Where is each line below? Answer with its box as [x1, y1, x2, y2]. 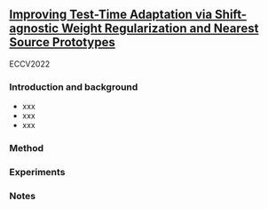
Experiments [9, 165, 66, 178]
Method [9, 142, 44, 155]
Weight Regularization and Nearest [60, 21, 259, 36]
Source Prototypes [9, 35, 115, 50]
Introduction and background [9, 80, 138, 92]
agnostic [9, 21, 59, 36]
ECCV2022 [9, 58, 51, 69]
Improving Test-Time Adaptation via [9, 7, 213, 22]
